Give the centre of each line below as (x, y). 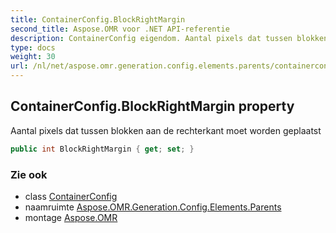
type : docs (33, 47)
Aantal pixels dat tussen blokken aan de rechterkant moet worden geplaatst (166, 130)
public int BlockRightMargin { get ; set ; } (102, 149)
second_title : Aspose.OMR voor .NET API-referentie (120, 29)
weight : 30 (33, 57)
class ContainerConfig (71, 196)
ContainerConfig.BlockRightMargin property (152, 106)
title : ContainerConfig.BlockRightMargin (98, 19)
